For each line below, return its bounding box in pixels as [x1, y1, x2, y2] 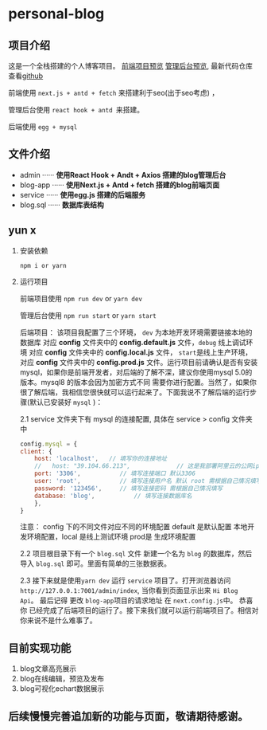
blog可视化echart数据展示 [19, 684, 105, 693]
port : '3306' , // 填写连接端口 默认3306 [34, 469, 196, 478]
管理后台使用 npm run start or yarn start [19, 310, 157, 320]
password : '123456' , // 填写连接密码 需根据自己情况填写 [34, 484, 223, 493]
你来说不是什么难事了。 [19, 615, 97, 626]
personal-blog [8, 5, 105, 23]
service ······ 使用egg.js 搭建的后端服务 [19, 190, 146, 199]
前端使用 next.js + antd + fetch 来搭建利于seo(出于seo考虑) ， [8, 88, 219, 97]
